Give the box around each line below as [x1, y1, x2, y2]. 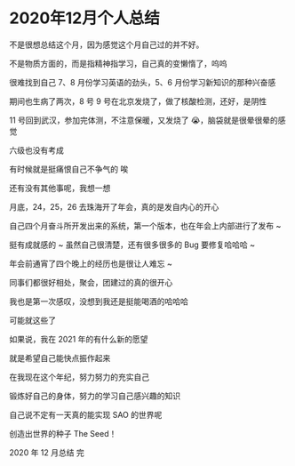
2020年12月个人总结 [9, 8, 160, 28]
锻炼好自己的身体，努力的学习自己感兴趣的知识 [9, 390, 180, 401]
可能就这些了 [9, 315, 56, 325]
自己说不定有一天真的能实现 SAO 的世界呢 [9, 409, 163, 420]
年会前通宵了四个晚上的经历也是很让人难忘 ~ [9, 258, 173, 269]
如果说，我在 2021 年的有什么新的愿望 [9, 333, 148, 344]
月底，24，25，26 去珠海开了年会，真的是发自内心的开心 [9, 201, 219, 212]
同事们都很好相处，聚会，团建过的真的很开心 [9, 277, 173, 287]
